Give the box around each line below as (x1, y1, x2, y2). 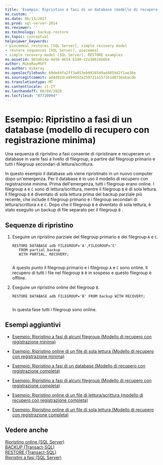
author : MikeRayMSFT (5, 61, 47, 66)
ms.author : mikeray (5, 66, 45, 71)
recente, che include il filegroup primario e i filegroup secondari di (5, 197, 138, 203)
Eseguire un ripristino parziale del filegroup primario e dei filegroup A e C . (12, 234, 159, 240)
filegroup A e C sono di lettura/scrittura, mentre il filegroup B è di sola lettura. (5, 186, 157, 192)
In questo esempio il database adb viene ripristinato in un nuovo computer (5, 171, 153, 177)
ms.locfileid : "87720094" (5, 93, 57, 98)
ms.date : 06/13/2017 (5, 16, 47, 21)
